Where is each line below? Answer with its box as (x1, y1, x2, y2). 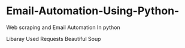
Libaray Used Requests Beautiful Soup (6, 35, 101, 42)
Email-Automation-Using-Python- (6, 4, 180, 18)
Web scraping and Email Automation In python (6, 24, 121, 31)
